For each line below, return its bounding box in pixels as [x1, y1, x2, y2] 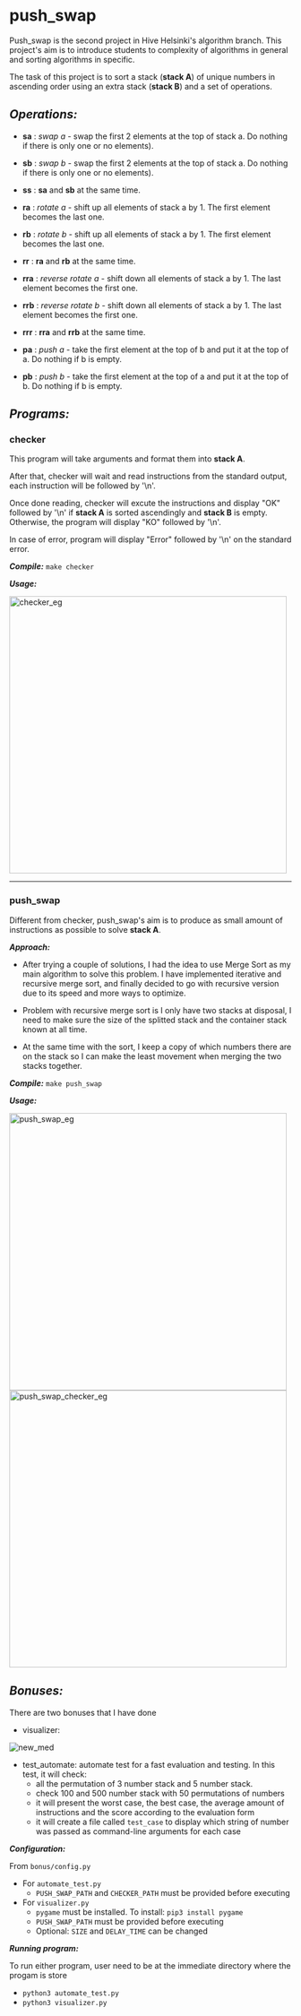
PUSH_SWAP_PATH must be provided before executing [35, 1916, 224, 1926]
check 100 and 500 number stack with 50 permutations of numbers [35, 1788, 285, 1798]
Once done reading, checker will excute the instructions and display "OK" [9, 498, 280, 509]
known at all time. [21, 1023, 88, 1035]
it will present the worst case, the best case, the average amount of [35, 1797, 285, 1808]
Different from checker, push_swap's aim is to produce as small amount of [9, 915, 284, 926]
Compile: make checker [9, 561, 94, 572]
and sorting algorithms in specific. [9, 54, 135, 65]
